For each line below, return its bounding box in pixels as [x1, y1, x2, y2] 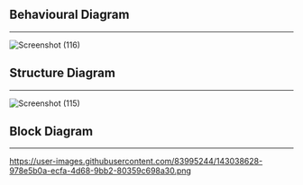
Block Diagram [9, 124, 93, 139]
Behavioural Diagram [9, 7, 130, 22]
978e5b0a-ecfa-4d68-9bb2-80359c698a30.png [9, 165, 192, 176]
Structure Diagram [9, 66, 115, 81]
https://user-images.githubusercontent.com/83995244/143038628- [9, 156, 263, 167]
